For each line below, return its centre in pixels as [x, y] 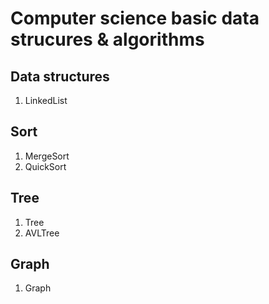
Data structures [60, 76]
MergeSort [47, 156]
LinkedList [46, 100]
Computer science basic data [135, 18]
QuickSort [45, 166]
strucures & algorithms [107, 39]
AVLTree [42, 233]
